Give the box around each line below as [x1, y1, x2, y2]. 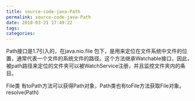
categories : [6, 31, 35, 37]
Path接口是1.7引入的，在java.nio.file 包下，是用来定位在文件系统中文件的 [6, 48, 183, 55]
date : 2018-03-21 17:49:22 [6, 19, 73, 25]
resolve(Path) [6, 89, 40, 96]
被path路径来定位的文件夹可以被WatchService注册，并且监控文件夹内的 [6, 63, 181, 70]
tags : [6, 25, 19, 31]
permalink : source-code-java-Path [6, 14, 92, 20]
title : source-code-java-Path [6, 8, 81, 15]
